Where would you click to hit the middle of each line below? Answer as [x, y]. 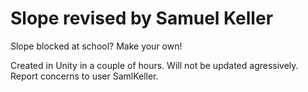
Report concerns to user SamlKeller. [84, 76]
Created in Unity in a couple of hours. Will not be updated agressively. [154, 65]
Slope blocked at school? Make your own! [96, 46]
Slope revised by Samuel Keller [142, 18]
